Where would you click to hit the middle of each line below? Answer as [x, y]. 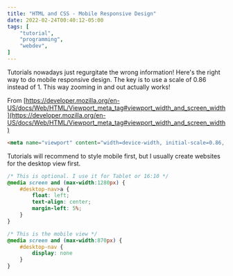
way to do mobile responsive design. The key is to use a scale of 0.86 [107, 79]
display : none [52, 253]
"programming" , [42, 40]
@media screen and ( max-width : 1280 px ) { [67, 182]
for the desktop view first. [44, 163]
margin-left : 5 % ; [57, 209]
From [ [17, 100]
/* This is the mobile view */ [52, 234]
